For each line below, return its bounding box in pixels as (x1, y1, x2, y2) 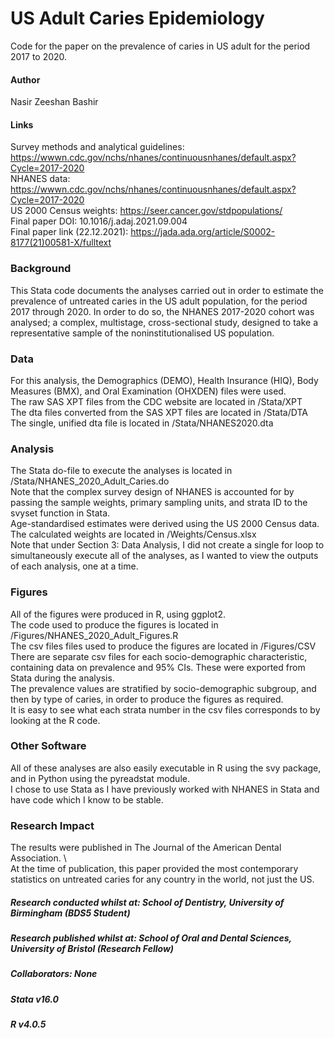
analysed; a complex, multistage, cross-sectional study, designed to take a (10, 316, 319, 328)
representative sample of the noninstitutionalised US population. (10, 327, 275, 339)
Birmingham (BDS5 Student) (10, 907, 131, 919)
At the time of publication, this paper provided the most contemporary (10, 863, 299, 875)
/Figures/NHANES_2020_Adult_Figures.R (10, 629, 179, 641)
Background (10, 262, 72, 276)
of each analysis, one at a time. (10, 560, 139, 572)
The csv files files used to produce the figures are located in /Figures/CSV (10, 640, 317, 652)
